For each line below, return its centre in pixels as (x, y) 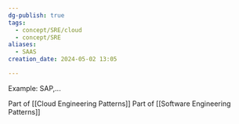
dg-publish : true (36, 15)
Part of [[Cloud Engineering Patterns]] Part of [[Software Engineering (119, 104)
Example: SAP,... (34, 88)
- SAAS (26, 52)
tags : (17, 23)
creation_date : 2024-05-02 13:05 (63, 60)
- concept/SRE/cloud (49, 30)
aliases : (22, 45)
